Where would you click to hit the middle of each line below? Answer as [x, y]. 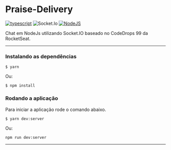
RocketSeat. [18, 39]
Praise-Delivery [39, 9]
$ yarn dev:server [25, 119]
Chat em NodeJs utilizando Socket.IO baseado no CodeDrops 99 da [77, 33]
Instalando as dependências [41, 56]
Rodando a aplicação [32, 98]
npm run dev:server [26, 137]
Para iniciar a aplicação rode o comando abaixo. [56, 109]
